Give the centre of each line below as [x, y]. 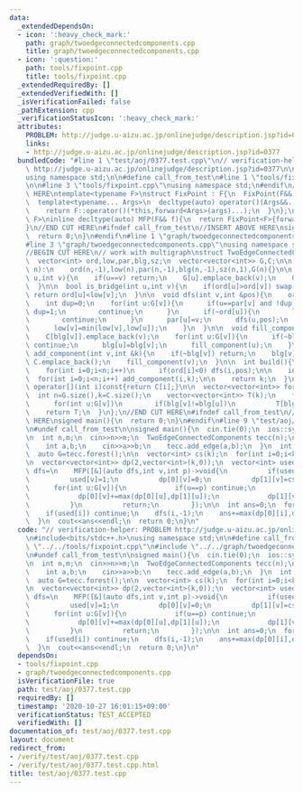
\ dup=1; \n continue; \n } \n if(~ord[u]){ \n [142, 312]
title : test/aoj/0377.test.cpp [68, 773]
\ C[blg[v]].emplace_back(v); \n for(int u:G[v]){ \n [137, 337]
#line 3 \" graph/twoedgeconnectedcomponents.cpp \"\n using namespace [157, 245]
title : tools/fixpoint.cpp [76, 77]
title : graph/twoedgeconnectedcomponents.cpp [113, 51]
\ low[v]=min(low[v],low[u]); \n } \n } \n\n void [137, 329]
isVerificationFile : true [66, 681]
